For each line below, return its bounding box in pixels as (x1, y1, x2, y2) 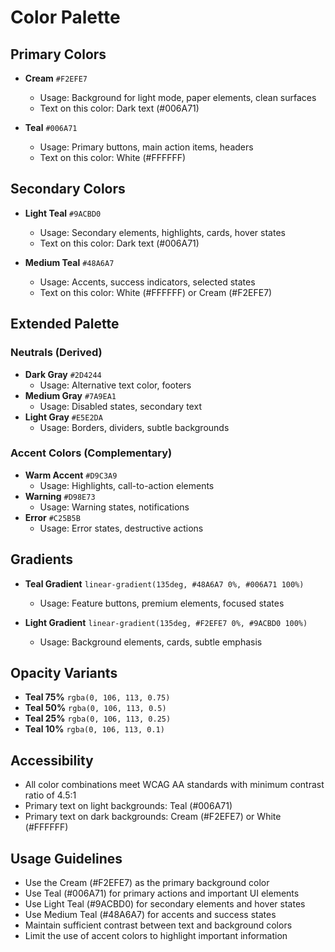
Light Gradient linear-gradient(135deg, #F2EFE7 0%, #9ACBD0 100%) (24, 616, 308, 628)
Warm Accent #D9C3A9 (24, 469, 118, 481)
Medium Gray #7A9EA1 (24, 389, 117, 401)
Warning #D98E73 (24, 490, 96, 502)
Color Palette (10, 6, 121, 29)
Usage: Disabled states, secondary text (39, 400, 202, 412)
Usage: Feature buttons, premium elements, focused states (39, 597, 285, 609)
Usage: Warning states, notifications (39, 501, 190, 513)
